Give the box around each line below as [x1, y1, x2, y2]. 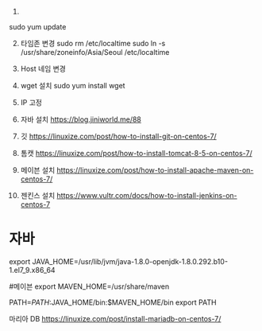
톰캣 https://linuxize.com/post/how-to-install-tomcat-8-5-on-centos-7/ [20, 149, 252, 158]
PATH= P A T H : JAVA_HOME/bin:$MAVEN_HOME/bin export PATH [9, 298, 217, 307]
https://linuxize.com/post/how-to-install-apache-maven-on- [56, 165, 254, 174]
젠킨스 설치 [20, 191, 56, 200]
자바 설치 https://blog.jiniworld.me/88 [20, 115, 142, 124]
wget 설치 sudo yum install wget [20, 81, 125, 90]
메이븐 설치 [20, 165, 56, 174]
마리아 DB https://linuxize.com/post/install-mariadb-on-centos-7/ [9, 313, 222, 323]
